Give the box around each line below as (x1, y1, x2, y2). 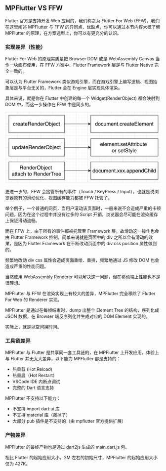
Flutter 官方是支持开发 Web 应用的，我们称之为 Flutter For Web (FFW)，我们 (5, 17, 160, 24)
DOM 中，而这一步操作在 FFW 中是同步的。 (5, 101, 94, 108)
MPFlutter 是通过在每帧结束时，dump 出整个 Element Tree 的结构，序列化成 (5, 307, 160, 313)
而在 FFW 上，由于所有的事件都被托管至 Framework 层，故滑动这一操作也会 (5, 228, 160, 234)
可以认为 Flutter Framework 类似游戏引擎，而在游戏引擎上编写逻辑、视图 (5, 79, 153, 85)
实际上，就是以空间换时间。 (5, 324, 62, 330)
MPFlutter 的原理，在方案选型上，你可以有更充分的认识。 (5, 30, 122, 36)
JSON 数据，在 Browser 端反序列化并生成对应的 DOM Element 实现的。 (5, 313, 151, 319)
